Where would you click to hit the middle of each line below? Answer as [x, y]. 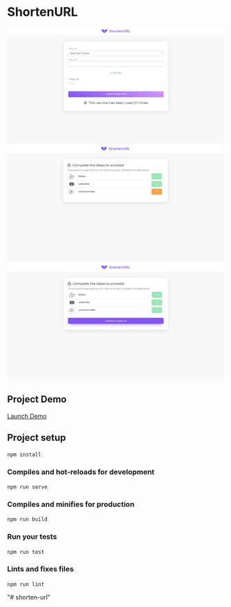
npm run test [26, 552]
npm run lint [26, 584]
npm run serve [28, 487]
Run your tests [32, 537]
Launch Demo [27, 416]
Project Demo [37, 400]
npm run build [28, 519]
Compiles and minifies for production [71, 504]
